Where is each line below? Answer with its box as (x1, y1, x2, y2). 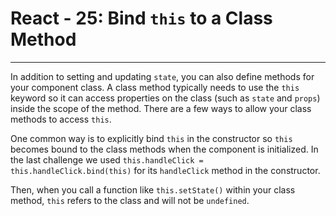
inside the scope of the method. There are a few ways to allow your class (10, 102, 312, 114)
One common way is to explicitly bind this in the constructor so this (10, 132, 293, 144)
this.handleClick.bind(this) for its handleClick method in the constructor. (10, 164, 321, 176)
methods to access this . (10, 113, 112, 125)
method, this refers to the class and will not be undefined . (10, 194, 250, 206)
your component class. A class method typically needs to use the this (10, 81, 300, 93)
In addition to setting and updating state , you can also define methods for (10, 70, 315, 82)
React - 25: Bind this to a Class (10, 7, 273, 30)
